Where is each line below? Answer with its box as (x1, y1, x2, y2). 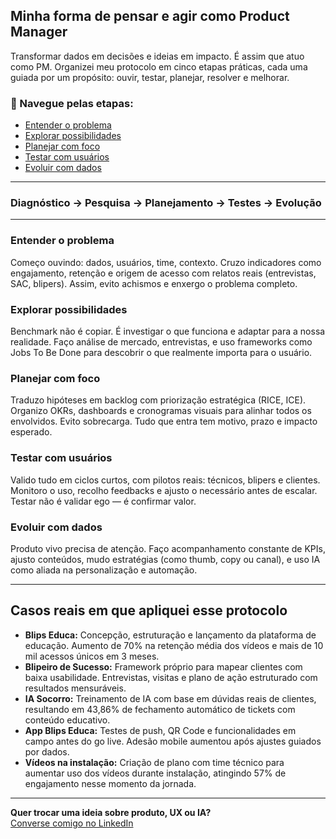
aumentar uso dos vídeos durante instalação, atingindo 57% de (24, 767, 287, 779)
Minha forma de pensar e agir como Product (10, 8, 290, 25)
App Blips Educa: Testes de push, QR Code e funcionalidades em (24, 724, 297, 736)
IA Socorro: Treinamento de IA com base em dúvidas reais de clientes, (24, 692, 317, 704)
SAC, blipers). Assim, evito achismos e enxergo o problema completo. (10, 277, 298, 289)
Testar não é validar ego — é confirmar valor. (10, 495, 197, 507)
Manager (10, 24, 68, 41)
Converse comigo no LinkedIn (10, 817, 134, 829)
